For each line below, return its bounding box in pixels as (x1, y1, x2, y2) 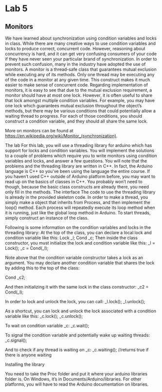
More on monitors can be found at (5, 128, 74, 133)
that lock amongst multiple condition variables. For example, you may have (5, 98, 155, 103)
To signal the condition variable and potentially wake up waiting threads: (5, 332, 150, 338)
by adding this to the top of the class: (5, 265, 80, 271)
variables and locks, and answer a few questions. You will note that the (5, 158, 147, 164)
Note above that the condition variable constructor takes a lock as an (5, 255, 144, 260)
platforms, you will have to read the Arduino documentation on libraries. (5, 381, 149, 387)
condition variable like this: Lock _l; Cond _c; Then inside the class (5, 235, 138, 241)
